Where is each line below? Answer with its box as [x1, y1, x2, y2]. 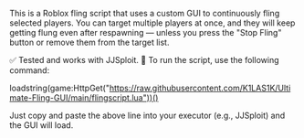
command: [9, 65, 50, 76]
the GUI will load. [9, 120, 74, 131]
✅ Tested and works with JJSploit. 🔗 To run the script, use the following [9, 55, 279, 65]
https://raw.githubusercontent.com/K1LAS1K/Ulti [109, 82, 291, 93]
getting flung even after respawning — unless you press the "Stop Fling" [9, 27, 282, 37]
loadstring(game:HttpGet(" [9, 82, 110, 93]
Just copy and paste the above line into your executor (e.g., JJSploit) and [9, 110, 286, 121]
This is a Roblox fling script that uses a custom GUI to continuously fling [9, 8, 280, 18]
